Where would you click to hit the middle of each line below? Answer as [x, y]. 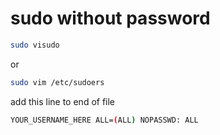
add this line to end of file [63, 101]
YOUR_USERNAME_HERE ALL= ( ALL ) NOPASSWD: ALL [104, 120]
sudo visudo [35, 45]
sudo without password [110, 18]
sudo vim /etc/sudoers [57, 82]
